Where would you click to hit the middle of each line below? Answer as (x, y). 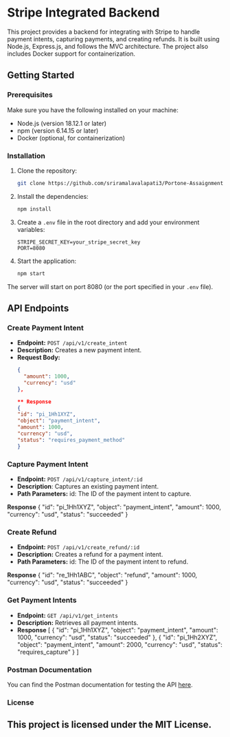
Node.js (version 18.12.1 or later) (62, 123)
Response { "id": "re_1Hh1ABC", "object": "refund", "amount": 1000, (102, 575)
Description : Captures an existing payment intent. (88, 487)
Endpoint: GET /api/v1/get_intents (68, 615)
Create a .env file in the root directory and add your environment (108, 222)
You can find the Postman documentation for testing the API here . (100, 684)
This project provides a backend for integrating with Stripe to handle (104, 32)
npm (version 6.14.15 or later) (58, 130)
